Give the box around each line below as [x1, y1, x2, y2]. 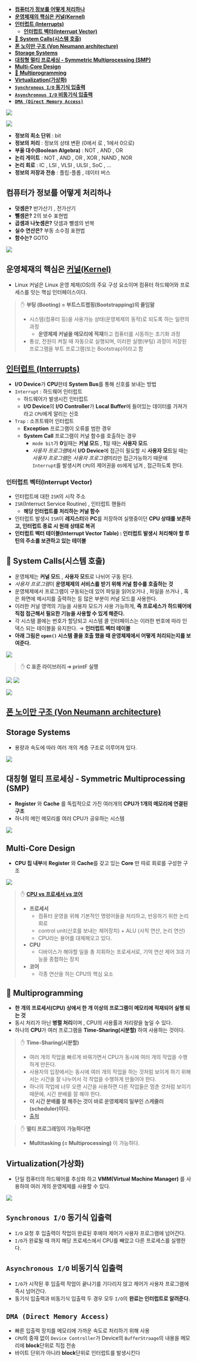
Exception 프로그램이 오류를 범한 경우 [23, 425, 112, 432]
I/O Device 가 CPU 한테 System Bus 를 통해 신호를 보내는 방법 [14, 381, 157, 388]
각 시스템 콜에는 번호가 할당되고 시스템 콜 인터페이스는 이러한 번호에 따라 [14, 617, 181, 624]
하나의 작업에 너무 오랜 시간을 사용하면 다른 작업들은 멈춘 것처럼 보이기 [29, 1083, 191, 1090]
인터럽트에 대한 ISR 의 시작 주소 [14, 493, 86, 500]
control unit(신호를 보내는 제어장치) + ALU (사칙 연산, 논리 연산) [38, 927, 185, 934]
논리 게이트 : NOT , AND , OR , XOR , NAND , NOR [14, 154, 132, 161]
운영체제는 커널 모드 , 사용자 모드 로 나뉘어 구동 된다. [14, 573, 133, 580]
